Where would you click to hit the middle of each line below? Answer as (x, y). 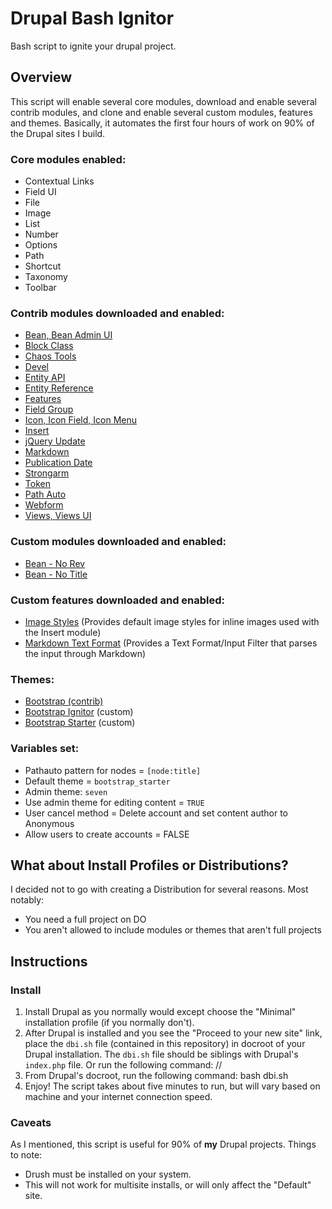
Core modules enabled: (68, 159)
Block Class (49, 346)
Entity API (45, 378)
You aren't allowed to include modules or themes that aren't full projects (173, 930)
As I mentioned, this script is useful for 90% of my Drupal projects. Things (163, 1144)
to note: (26, 1155)
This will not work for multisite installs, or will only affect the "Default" (168, 1185)
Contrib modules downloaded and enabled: (117, 313)
